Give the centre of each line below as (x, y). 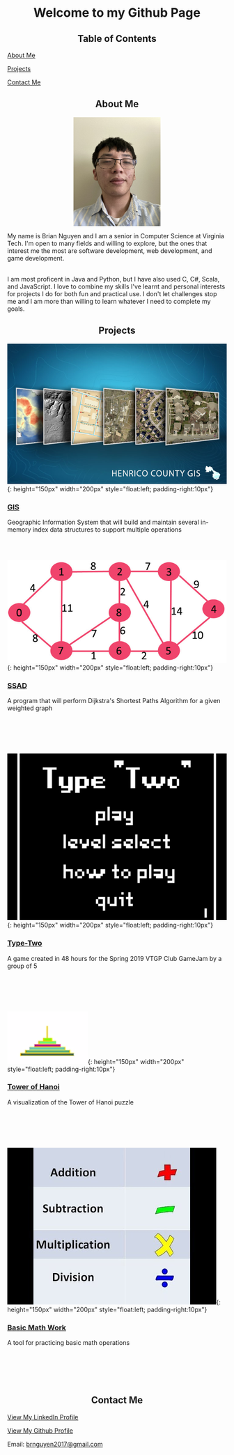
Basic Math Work (37, 1327)
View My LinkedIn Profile (43, 1417)
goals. (16, 309)
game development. (36, 258)
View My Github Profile (40, 1431)
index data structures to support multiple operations (107, 529)
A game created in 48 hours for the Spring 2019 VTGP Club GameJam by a (115, 958)
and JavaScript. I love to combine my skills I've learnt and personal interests (116, 286)
